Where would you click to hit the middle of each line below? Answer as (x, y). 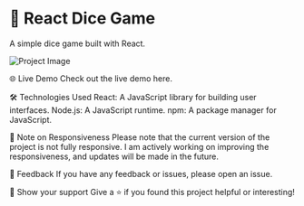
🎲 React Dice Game (83, 19)
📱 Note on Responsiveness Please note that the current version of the (140, 137)
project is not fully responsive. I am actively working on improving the (139, 146)
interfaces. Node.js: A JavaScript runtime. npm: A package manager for (143, 110)
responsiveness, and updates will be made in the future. (114, 156)
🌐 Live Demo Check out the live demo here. (91, 78)
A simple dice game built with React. (78, 43)
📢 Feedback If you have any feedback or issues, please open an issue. (141, 173)
